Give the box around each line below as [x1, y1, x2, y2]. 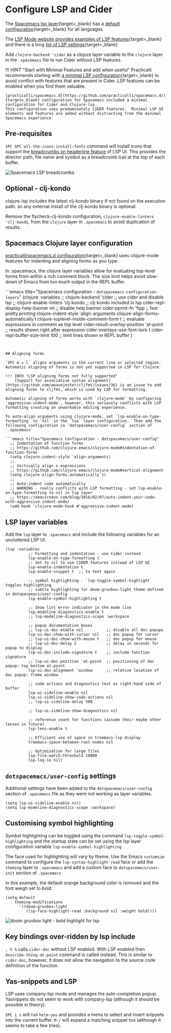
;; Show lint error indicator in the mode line [28, 605, 132, 610]
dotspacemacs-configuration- [96, 290, 159, 295]
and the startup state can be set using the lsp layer [34, 838, 141, 844]
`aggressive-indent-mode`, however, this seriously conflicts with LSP [5, 401, 161, 406]
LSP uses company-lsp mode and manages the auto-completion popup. [5, 991, 157, 997]
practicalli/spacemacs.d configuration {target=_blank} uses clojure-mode [5, 252, 159, 259]
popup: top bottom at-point [5, 663, 66, 669]
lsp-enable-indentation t [28, 565, 83, 570]
